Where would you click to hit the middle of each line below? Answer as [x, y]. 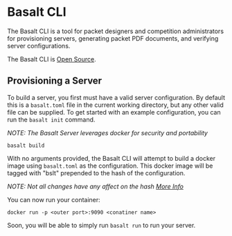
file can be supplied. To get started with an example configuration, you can [114, 112]
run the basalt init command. [51, 119]
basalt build [26, 146]
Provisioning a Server [55, 81]
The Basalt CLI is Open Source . [52, 59]
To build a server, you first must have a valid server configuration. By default [116, 97]
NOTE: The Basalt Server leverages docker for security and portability [107, 132]
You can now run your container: [54, 199]
